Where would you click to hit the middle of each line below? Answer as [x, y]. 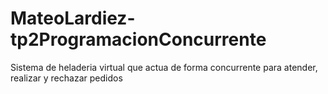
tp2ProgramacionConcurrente [138, 39]
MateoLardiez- [73, 18]
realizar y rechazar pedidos [66, 78]
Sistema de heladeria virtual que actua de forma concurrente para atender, [164, 67]
